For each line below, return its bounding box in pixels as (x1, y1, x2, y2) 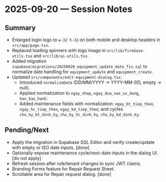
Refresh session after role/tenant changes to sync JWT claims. (11, 160, 141, 166)
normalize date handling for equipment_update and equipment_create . (11, 69, 153, 75)
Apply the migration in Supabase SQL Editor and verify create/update (11, 139, 155, 145)
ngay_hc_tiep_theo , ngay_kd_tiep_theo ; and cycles (19, 106, 123, 112)
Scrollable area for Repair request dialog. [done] (11, 171, 111, 177)
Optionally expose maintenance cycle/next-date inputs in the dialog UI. (11, 149, 158, 156)
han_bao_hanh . (19, 95, 48, 101)
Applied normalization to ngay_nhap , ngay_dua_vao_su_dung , (19, 90, 140, 96)
